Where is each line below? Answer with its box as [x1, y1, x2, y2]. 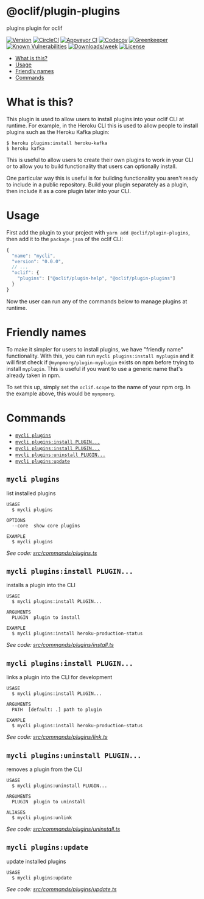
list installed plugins [6, 489, 56, 497]
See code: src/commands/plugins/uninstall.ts [6, 825, 121, 833]
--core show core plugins [12, 523, 80, 529]
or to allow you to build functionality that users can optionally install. [6, 163, 177, 170]
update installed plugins [6, 858, 66, 865]
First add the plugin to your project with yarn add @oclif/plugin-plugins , [6, 228, 190, 236]
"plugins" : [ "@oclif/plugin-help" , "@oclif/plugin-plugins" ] [17, 275, 175, 281]
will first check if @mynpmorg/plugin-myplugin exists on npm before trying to [6, 358, 194, 366]
